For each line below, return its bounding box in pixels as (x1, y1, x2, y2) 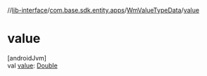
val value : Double (7, 61, 58, 70)
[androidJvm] (7, 53, 47, 62)
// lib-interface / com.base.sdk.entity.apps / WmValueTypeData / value (7, 6, 200, 14)
